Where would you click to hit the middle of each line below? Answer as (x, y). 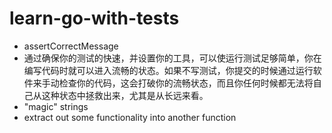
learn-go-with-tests (94, 18)
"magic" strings (56, 106)
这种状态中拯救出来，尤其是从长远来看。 (125, 95)
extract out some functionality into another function (130, 117)
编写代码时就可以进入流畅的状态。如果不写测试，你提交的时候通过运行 (168, 70)
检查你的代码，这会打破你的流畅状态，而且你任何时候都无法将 (186, 83)
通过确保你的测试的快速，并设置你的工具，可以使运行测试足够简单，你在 (172, 58)
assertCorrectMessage (71, 46)
